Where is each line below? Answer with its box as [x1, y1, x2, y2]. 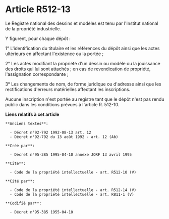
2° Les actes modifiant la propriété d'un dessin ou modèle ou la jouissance [5, 60, 160, 66]
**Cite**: [5, 161, 26, 166]
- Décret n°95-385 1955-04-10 [10, 209, 73, 214]
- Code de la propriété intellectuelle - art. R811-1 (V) [10, 192, 135, 197]
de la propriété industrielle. [5, 25, 62, 31]
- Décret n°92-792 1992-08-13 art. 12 [10, 130, 92, 135]
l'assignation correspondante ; [5, 71, 69, 77]
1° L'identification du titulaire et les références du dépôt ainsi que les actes [5, 45, 160, 51]
